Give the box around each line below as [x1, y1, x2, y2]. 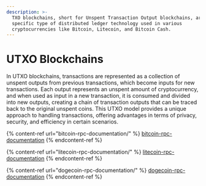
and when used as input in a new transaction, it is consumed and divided [6, 92, 191, 100]
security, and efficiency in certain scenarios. [6, 118, 118, 125]
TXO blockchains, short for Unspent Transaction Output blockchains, [12, 15, 193, 21]
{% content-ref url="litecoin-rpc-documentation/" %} [6, 148, 142, 156]
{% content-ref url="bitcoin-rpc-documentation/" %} [6, 130, 140, 138]
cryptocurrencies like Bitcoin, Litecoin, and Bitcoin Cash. [12, 26, 172, 32]
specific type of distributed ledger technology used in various [12, 20, 183, 26]
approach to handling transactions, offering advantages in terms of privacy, [6, 111, 197, 119]
